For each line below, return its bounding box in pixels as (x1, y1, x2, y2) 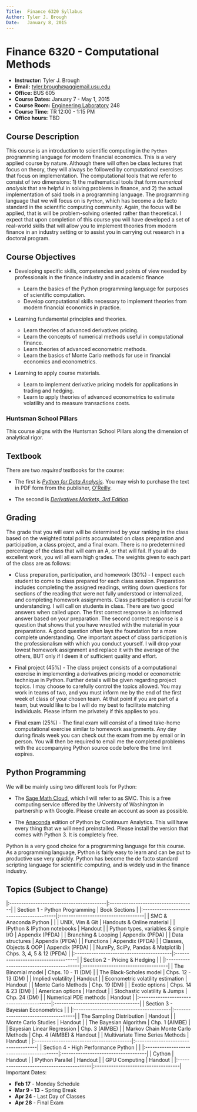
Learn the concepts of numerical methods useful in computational (23, 333, 183, 340)
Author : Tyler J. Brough (6, 14, 67, 20)
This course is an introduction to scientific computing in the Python (6, 147, 168, 154)
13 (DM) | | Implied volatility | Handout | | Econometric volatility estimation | (6, 975, 187, 982)
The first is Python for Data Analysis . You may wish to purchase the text (14, 478, 189, 485)
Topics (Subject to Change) (6, 885, 109, 895)
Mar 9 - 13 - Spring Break (14, 1087, 76, 1094)
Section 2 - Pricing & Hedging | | (83, 957, 162, 964)
